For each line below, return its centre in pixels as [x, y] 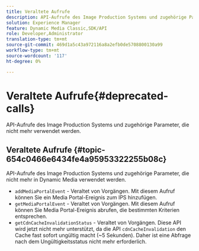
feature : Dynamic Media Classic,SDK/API [57, 28]
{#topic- [89, 150]
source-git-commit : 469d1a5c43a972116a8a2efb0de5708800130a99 [84, 45]
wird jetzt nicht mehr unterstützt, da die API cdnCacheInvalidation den [100, 229]
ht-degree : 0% [24, 61]
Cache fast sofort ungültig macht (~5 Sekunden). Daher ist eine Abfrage [103, 236]
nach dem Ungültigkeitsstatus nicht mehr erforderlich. [81, 242]
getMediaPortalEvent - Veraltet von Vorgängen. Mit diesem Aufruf [95, 204]
